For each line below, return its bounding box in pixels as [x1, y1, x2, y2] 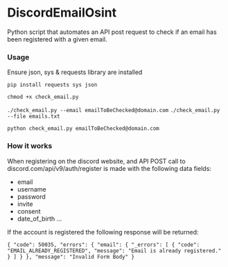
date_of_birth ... [17, 214, 62, 223]
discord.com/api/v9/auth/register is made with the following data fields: [7, 164, 211, 172]
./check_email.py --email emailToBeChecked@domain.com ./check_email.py [7, 107, 220, 114]
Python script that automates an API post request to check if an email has [7, 28, 217, 36]
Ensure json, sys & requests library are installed [7, 68, 143, 77]
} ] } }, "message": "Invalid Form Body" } [7, 253, 135, 260]
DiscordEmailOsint [7, 5, 117, 21]
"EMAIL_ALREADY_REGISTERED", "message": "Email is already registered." [7, 247, 222, 254]
